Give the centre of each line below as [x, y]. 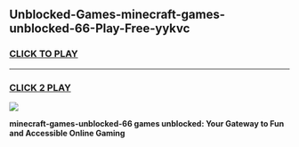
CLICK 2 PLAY [40, 87]
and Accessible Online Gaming [67, 133]
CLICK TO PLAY [44, 54]
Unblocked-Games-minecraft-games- [117, 15]
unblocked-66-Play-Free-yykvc [100, 29]
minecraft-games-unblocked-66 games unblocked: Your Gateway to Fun [147, 123]
